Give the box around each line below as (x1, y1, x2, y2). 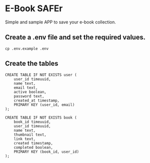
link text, (14, 136, 36, 142)
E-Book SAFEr (5, 3, 63, 14)
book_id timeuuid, (14, 119, 51, 124)
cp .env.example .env (5, 46, 49, 51)
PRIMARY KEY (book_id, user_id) (14, 149, 79, 154)
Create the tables (5, 60, 58, 68)
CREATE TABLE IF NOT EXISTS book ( (5, 115, 77, 120)
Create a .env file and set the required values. (5, 33, 146, 41)
